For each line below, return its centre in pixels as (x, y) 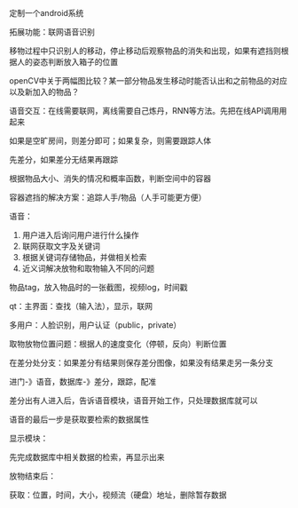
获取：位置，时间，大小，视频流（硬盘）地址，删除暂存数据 (118, 495)
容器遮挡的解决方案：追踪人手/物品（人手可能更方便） (108, 197)
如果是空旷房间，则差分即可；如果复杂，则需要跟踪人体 (110, 141)
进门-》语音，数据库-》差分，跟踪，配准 (83, 381)
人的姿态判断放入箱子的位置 (67, 62)
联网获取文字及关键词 (61, 246)
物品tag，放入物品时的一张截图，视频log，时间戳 (98, 287)
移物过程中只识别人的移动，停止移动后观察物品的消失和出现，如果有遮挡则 (145, 51)
